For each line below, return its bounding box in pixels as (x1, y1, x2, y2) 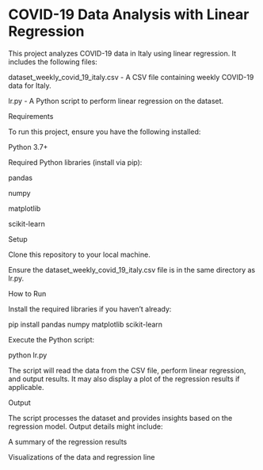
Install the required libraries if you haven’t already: (8, 304, 172, 314)
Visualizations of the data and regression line (8, 452, 155, 461)
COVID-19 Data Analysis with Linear (8, 6, 250, 24)
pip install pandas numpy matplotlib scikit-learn (8, 319, 163, 329)
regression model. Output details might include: (8, 422, 163, 431)
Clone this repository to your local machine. (8, 250, 151, 259)
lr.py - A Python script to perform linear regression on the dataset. (8, 96, 224, 105)
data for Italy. (8, 81, 51, 90)
